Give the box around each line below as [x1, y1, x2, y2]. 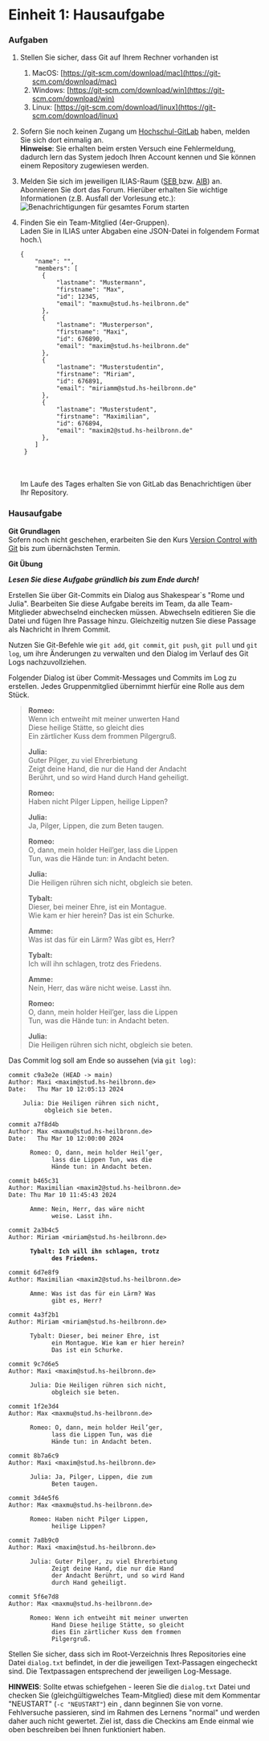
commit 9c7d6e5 [8, 1360, 59, 1368]
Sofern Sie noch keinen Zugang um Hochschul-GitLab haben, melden [19, 126, 251, 136]
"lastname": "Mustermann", [55, 279, 147, 287]
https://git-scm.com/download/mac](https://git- [63, 68, 221, 78]
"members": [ [35, 264, 79, 273]
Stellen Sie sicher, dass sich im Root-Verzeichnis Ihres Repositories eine [8, 1649, 247, 1659]
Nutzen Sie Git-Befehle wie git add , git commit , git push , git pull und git [8, 640, 259, 649]
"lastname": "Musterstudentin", [55, 363, 165, 371]
